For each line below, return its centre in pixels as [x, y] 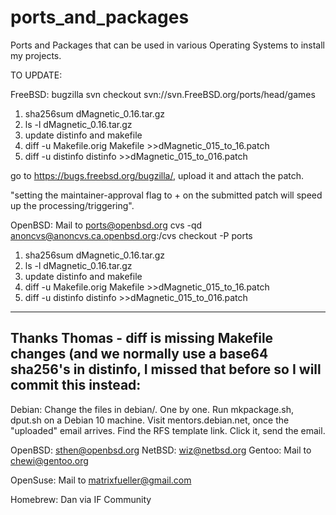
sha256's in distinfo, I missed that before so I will [166, 369]
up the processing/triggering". [72, 205]
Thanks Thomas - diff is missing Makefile [142, 338]
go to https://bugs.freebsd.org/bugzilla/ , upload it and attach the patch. [157, 175]
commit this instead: [76, 385]
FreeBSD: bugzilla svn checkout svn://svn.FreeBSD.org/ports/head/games [163, 94]
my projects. [36, 55]
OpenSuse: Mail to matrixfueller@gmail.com [101, 480]
